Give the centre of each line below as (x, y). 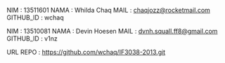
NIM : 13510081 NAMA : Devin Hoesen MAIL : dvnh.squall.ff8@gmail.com (112, 31)
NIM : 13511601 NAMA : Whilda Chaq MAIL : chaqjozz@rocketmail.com (108, 10)
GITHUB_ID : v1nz (32, 38)
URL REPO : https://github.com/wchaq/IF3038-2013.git (86, 52)
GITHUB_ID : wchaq (35, 17)
